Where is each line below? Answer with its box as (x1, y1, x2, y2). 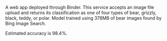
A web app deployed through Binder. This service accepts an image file (5, 5, 154, 10)
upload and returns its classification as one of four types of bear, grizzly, (5, 10, 157, 16)
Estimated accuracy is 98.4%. (5, 30, 68, 36)
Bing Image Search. (5, 20, 47, 26)
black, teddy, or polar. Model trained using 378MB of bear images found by (5, 15, 162, 21)
